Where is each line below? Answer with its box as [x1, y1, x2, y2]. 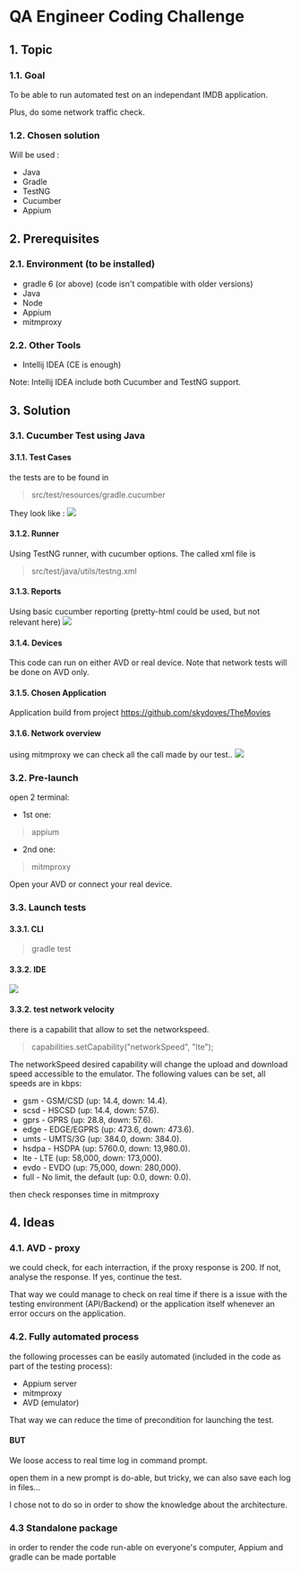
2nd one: [21, 844, 56, 855]
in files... [9, 1481, 41, 1492]
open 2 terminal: [9, 792, 70, 803]
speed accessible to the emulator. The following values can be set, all [9, 1068, 266, 1079]
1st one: [21, 809, 52, 820]
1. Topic [9, 42, 53, 57]
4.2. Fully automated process [9, 1330, 140, 1343]
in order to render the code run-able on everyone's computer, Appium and [9, 1542, 284, 1552]
